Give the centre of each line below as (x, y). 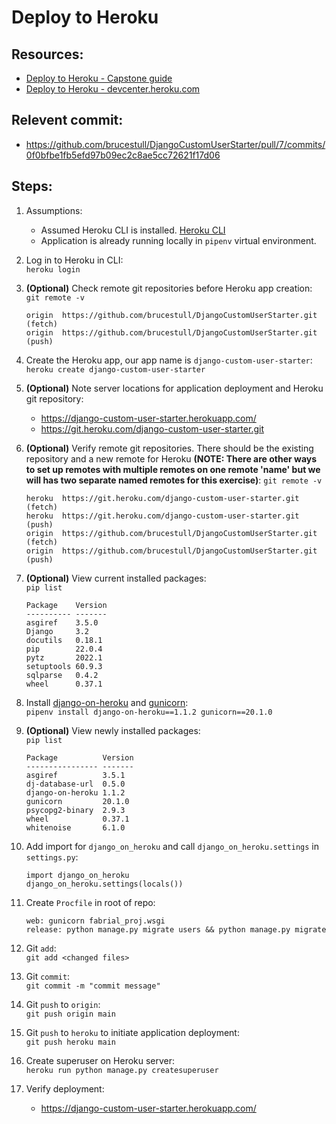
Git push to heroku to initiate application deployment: (132, 1032)
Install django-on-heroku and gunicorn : (107, 702)
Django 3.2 (57, 631)
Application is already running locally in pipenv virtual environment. (178, 240)
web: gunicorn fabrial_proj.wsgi (95, 921)
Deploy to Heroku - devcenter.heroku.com (113, 89)
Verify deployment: (65, 1088)
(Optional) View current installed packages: (116, 578)
